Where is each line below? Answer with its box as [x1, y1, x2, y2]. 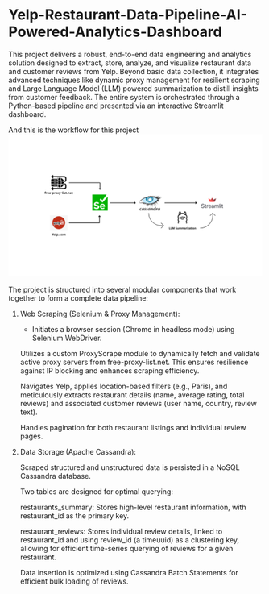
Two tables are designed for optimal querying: [19, 487, 173, 496]
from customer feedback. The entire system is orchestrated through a [8, 92, 240, 102]
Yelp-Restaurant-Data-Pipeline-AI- [8, 6, 248, 24]
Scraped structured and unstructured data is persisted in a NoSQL [19, 463, 240, 472]
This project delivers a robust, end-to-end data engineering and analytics [8, 49, 252, 59]
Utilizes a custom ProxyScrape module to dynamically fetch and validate [19, 349, 260, 359]
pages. [19, 431, 43, 441]
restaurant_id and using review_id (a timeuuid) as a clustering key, [19, 535, 240, 545]
